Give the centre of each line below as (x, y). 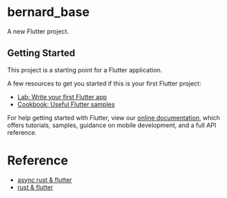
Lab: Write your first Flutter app (62, 97)
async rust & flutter (44, 180)
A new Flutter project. (38, 31)
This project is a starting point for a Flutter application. (85, 69)
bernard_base (49, 12)
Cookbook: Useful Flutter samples (66, 104)
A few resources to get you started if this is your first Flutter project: (104, 83)
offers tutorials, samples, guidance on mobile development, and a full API (112, 125)
